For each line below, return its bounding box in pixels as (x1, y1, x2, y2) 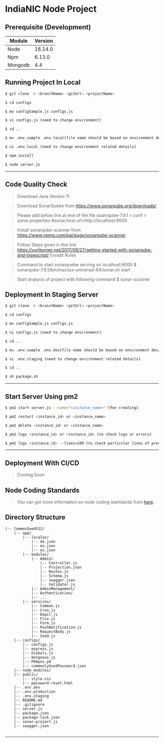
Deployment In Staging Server (5, 290, 99, 298)
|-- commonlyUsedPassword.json (22, 663, 86, 668)
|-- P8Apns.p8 (22, 659, 51, 664)
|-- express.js (22, 646, 54, 651)
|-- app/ (14, 530, 32, 535)
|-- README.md (14, 697, 42, 703)
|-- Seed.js (31, 633, 56, 638)
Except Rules (49, 252, 76, 258)
